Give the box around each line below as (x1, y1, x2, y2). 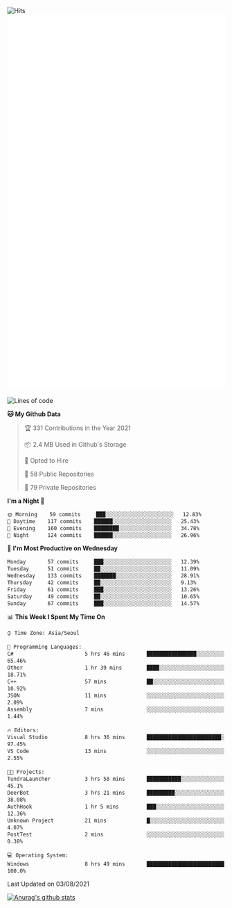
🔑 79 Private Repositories (24, 484, 97, 492)
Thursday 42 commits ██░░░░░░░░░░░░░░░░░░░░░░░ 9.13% (7, 579, 197, 586)
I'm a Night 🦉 (7, 497, 45, 505)
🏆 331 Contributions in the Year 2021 (24, 424, 132, 432)
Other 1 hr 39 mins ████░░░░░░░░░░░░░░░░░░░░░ (7, 664, 225, 672)
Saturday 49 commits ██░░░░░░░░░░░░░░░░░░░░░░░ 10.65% (7, 593, 199, 600)
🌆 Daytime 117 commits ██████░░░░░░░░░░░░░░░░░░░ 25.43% (7, 518, 199, 525)
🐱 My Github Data (7, 410, 61, 418)
